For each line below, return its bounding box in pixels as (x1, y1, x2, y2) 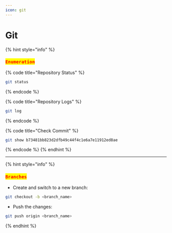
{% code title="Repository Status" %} (5, 69, 85, 76)
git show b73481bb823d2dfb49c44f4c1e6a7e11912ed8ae (5, 137, 118, 143)
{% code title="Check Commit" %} (5, 127, 79, 133)
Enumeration (5, 59, 35, 65)
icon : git (5, 7, 27, 13)
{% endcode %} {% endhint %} (5, 147, 72, 153)
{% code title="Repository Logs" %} (5, 98, 82, 105)
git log (5, 108, 22, 113)
